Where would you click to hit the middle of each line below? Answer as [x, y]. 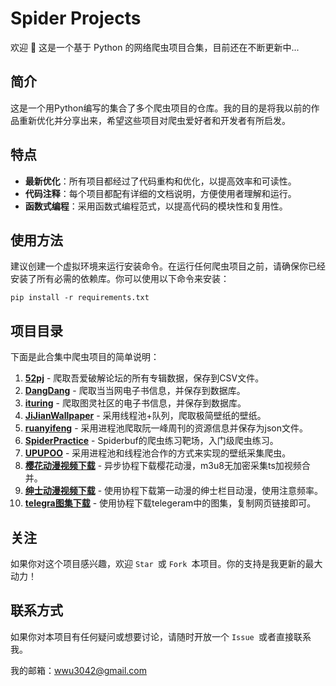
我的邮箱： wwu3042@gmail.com [78, 670]
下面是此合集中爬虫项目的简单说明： [85, 357]
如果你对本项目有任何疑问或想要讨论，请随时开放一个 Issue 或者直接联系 [161, 636]
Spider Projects [76, 18]
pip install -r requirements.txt [80, 298]
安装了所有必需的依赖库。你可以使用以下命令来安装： [120, 279]
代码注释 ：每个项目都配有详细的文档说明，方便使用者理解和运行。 [160, 193]
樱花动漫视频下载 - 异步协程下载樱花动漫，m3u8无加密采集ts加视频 [163, 466]
